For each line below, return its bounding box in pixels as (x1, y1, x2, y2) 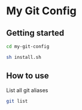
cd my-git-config (6, 43, 50, 49)
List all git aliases (6, 86, 48, 93)
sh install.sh (6, 54, 42, 60)
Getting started (6, 28, 65, 38)
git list (6, 98, 28, 104)
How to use (6, 71, 49, 81)
